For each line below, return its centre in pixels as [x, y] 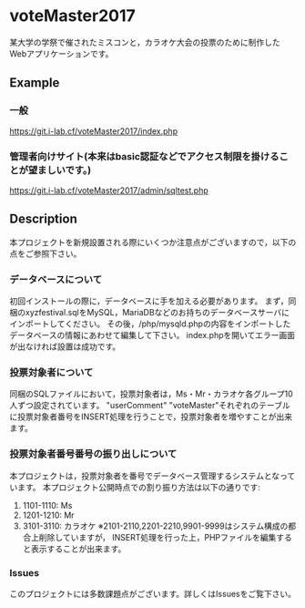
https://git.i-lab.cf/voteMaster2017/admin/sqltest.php [109, 190]
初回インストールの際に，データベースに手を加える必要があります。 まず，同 [153, 301]
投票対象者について [51, 372]
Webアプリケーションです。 [61, 53]
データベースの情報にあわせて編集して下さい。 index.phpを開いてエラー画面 [152, 335]
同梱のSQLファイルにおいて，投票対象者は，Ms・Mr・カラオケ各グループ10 [151, 394]
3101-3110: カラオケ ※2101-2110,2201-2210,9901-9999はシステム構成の [155, 526]
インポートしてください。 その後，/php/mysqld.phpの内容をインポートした [150, 324]
